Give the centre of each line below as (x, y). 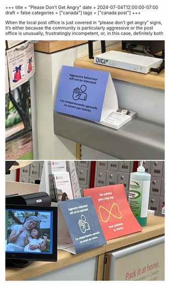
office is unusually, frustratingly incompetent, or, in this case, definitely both (84, 33)
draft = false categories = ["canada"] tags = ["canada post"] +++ (73, 13)
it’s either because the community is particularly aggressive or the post (79, 28)
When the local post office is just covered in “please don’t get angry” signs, (84, 23)
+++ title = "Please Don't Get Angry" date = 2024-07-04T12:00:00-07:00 (82, 7)
